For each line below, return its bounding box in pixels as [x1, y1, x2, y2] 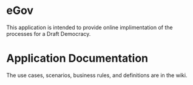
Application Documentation [6, 52, 149, 66]
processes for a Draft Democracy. [6, 30, 91, 37]
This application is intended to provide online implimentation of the [6, 24, 173, 31]
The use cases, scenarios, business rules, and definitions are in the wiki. [6, 71, 188, 79]
